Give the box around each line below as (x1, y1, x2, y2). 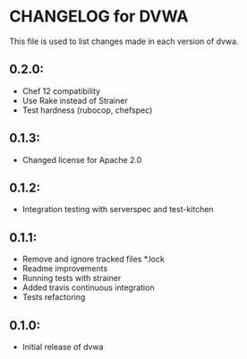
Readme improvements (21, 263, 108, 274)
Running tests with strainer (21, 273, 122, 284)
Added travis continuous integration (21, 282, 155, 293)
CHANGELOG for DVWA (9, 6, 189, 27)
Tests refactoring (21, 292, 86, 303)
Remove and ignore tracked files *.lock (21, 253, 166, 265)
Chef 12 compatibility (21, 85, 101, 96)
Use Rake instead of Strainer (21, 95, 128, 106)
